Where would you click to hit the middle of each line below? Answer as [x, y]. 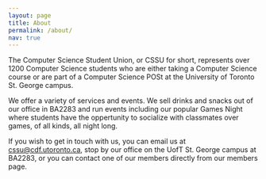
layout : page [30, 15]
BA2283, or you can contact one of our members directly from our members [133, 158]
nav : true [25, 38]
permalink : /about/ [40, 30]
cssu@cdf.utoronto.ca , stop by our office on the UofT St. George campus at [132, 150]
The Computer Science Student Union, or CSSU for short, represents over [129, 60]
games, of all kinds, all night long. [63, 126]
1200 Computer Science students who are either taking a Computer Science [133, 69]
